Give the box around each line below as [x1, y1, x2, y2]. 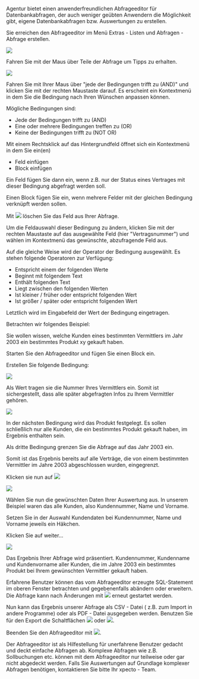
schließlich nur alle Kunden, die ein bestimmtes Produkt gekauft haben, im [6, 426, 188, 432]
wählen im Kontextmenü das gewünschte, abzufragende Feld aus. [6, 237, 168, 244]
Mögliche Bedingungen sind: [6, 105, 77, 112]
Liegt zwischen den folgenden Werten [14, 285, 109, 292]
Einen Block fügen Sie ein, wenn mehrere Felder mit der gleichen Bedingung [6, 194, 193, 201]
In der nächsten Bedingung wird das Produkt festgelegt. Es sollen [6, 419, 166, 427]
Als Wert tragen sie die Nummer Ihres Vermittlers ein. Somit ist [6, 384, 159, 391]
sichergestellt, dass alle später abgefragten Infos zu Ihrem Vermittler [6, 390, 174, 397]
